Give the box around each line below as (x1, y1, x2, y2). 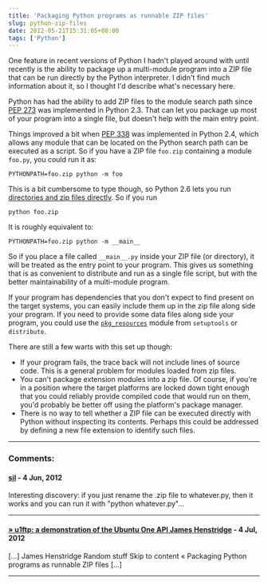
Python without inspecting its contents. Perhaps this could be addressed (19, 417, 259, 427)
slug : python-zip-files (8, 19, 88, 27)
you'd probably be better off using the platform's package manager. (19, 400, 243, 410)
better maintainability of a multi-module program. (8, 277, 170, 287)
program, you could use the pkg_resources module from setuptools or (8, 318, 238, 328)
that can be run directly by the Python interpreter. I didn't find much (8, 73, 231, 82)
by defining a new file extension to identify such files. (19, 425, 195, 436)
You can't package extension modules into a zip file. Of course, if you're (19, 375, 258, 384)
